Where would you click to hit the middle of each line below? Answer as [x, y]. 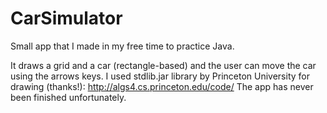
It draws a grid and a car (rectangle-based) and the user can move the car [163, 65]
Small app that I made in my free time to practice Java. [122, 46]
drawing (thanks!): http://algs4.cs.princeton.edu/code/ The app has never [162, 86]
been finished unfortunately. [68, 97]
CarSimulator [66, 18]
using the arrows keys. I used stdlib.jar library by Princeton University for [160, 76]
